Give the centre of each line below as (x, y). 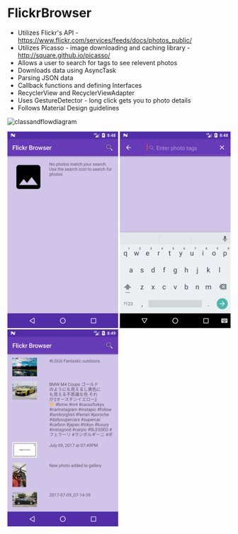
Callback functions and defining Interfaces (80, 85)
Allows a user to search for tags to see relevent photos (97, 62)
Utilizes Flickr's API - (48, 33)
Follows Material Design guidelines (68, 108)
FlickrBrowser (50, 13)
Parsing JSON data (45, 78)
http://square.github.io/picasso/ (64, 55)
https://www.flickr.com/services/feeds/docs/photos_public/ (105, 40)
